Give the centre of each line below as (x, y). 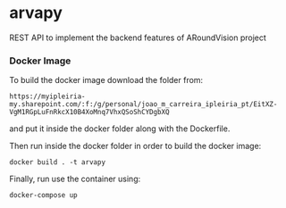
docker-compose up (43, 196)
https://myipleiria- (48, 96)
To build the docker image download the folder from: (106, 80)
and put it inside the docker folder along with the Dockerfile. (120, 129)
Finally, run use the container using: (75, 179)
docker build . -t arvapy (57, 162)
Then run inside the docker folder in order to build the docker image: (135, 146)
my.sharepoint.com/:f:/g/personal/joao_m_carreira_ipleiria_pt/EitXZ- (143, 104)
